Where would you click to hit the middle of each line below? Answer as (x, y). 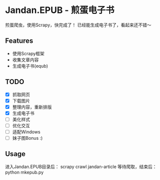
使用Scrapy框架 (28, 53)
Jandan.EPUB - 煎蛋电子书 (60, 10)
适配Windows (26, 132)
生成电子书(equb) (30, 66)
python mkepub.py (24, 172)
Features (19, 41)
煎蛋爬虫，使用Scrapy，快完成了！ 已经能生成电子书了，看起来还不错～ (78, 25)
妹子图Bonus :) (28, 138)
